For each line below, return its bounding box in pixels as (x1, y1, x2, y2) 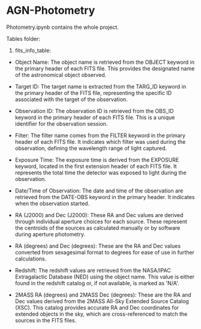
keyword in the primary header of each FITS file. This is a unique (14, 114, 175, 121)
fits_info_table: (14, 46, 51, 54)
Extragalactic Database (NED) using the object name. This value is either (14, 273, 195, 280)
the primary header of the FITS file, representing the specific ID (14, 89, 172, 96)
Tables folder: (6, 35, 40, 42)
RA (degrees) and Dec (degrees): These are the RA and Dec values (14, 242, 181, 250)
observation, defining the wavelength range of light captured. (14, 144, 167, 152)
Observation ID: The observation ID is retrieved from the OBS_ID (14, 107, 174, 114)
